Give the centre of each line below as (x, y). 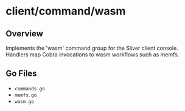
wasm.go (24, 101)
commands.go (30, 89)
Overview (25, 34)
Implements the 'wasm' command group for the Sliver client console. (92, 48)
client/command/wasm (66, 11)
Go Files (21, 74)
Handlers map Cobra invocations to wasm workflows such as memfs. (92, 55)
